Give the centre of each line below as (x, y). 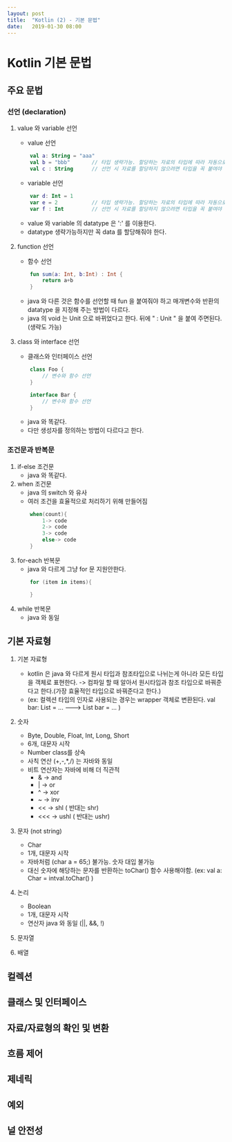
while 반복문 (34, 609)
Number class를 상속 (57, 753)
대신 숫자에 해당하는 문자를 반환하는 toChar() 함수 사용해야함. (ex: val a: (125, 871)
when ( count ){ (49, 514)
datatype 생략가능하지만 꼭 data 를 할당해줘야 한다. (97, 232)
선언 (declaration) (37, 111)
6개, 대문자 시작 (49, 744)
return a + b (58, 281)
